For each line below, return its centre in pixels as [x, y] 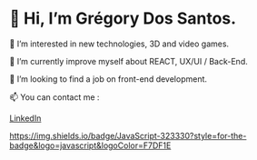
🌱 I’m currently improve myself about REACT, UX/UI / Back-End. [128, 61]
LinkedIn [25, 118]
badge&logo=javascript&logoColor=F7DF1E [90, 145]
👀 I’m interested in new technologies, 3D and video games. [119, 44]
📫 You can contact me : [54, 97]
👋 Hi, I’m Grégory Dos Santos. [123, 19]
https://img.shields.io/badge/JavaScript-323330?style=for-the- [128, 135]
